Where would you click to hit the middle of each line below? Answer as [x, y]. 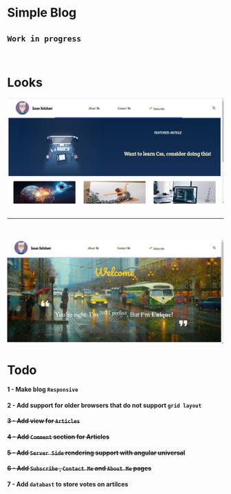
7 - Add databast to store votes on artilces [68, 484]
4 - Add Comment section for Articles [58, 437]
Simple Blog [42, 13]
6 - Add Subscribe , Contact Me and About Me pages [79, 468]
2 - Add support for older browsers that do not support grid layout [104, 405]
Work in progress [44, 38]
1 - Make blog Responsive [43, 389]
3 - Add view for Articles [44, 421]
